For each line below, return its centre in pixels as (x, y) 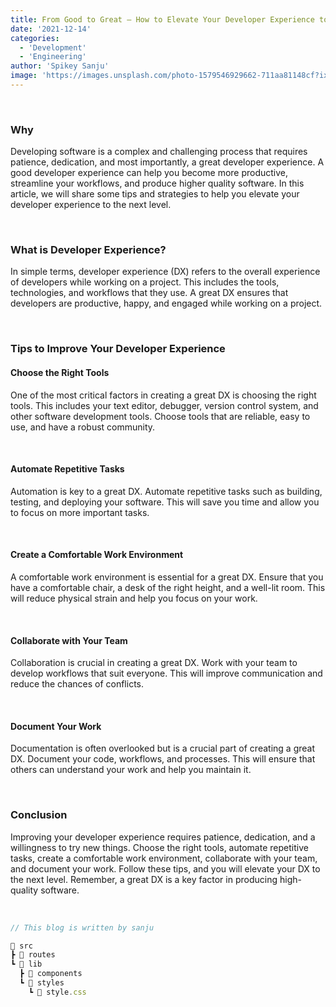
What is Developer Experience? (88, 250)
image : (24, 76)
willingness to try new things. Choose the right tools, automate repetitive (159, 847)
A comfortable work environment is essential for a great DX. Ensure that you (167, 577)
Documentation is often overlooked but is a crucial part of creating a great (162, 748)
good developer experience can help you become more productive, (149, 173)
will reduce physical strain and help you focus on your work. (134, 598)
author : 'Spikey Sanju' (60, 66)
